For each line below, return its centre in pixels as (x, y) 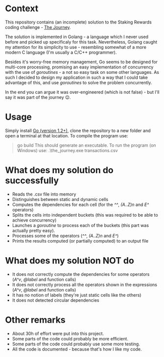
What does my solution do (59, 170)
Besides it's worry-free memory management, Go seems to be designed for (82, 62)
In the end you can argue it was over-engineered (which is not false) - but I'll (82, 92)
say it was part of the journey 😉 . (38, 97)
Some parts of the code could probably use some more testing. (76, 344)
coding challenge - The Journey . (38, 27)
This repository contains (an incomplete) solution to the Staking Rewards (78, 22)
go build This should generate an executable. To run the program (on (86, 145)
